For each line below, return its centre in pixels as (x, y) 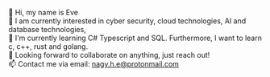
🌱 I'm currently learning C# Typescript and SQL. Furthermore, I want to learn (135, 38)
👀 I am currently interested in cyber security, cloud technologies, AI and (127, 21)
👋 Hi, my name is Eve (44, 12)
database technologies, (47, 29)
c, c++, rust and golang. (48, 47)
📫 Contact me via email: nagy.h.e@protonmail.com (94, 64)
